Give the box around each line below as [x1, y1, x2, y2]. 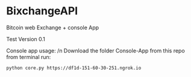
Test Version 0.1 [6, 35, 45, 42]
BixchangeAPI [6, 4, 78, 18]
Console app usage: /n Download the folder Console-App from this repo [6, 47, 185, 54]
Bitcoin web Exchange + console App [6, 24, 99, 31]
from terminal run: [6, 53, 51, 60]
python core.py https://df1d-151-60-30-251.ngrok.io [6, 64, 142, 71]
